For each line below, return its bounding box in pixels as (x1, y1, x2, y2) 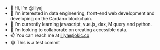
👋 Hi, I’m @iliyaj (10, 5, 43, 11)
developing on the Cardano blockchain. (10, 16, 92, 21)
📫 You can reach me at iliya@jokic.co (10, 32, 90, 38)
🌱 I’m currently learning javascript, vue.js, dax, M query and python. (10, 21, 152, 27)
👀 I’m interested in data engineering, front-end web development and (10, 10, 155, 16)
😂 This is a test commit (10, 40, 60, 45)
